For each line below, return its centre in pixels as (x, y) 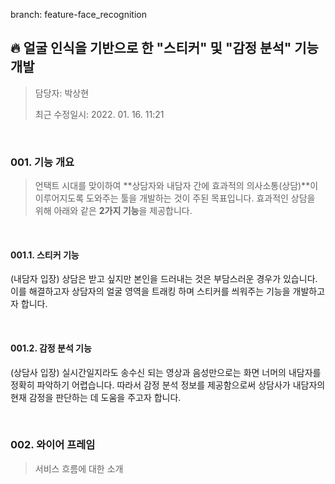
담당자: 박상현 (62, 93)
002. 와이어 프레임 (53, 445)
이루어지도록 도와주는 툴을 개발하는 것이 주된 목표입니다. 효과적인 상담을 (175, 198)
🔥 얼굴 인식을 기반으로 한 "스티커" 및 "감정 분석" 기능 (164, 48)
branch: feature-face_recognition (78, 14)
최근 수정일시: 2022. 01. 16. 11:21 (99, 114)
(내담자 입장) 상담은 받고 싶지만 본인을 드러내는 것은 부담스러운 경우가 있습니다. (164, 279)
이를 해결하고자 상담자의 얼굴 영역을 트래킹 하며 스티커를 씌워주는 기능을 (150, 291)
